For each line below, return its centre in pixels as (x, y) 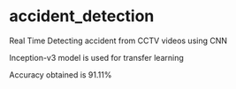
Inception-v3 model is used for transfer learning (96, 57)
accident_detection (82, 16)
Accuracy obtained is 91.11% (61, 74)
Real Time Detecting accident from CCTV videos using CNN (118, 41)
